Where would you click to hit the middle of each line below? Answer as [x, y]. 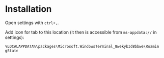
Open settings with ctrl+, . [32, 23]
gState [12, 51]
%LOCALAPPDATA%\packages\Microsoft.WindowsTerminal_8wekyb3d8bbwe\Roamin [82, 46]
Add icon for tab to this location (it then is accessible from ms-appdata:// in [81, 32]
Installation [28, 9]
